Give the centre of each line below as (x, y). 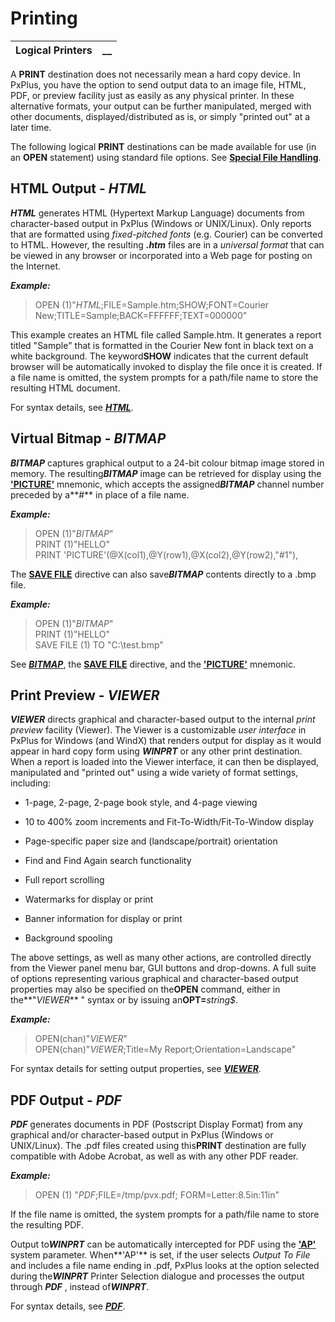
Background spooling (68, 938)
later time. (31, 127)
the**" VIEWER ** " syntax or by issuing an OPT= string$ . (124, 1000)
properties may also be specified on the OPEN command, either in (145, 989)
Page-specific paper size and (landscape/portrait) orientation (151, 841)
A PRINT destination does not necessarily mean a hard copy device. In (156, 74)
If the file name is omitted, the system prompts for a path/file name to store (165, 1214)
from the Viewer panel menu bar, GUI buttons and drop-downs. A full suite (163, 968)
